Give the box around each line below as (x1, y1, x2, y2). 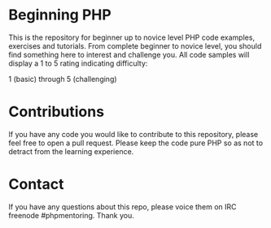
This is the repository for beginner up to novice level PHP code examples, (8, 32, 255, 42)
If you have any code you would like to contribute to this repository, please (8, 129, 259, 139)
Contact (8, 175, 64, 194)
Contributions (8, 103, 104, 121)
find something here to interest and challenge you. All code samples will (8, 49, 250, 59)
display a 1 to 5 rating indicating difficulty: (8, 58, 148, 68)
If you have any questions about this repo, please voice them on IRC (8, 201, 238, 212)
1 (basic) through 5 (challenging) (8, 74, 117, 84)
